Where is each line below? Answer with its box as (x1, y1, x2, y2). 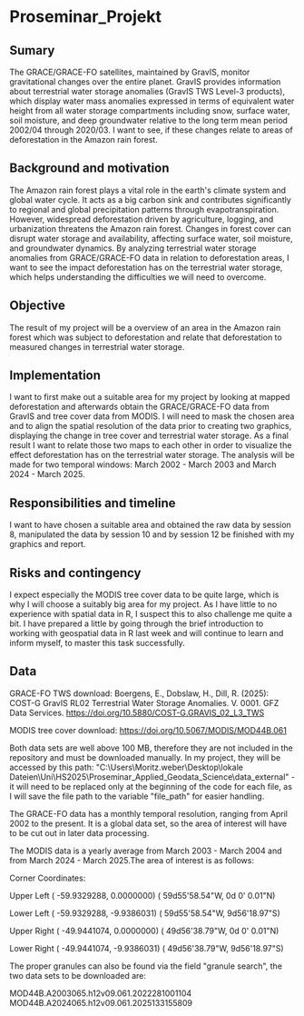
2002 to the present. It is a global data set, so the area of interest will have (9, 818, 288, 829)
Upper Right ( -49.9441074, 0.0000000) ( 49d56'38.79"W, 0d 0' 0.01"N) (9, 925, 279, 936)
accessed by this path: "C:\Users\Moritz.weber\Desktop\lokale (9, 762, 243, 772)
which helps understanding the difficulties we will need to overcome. (9, 271, 267, 283)
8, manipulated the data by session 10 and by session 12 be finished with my (9, 529, 295, 540)
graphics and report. (9, 539, 86, 550)
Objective (9, 298, 66, 314)
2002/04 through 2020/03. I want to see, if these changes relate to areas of (9, 125, 293, 135)
